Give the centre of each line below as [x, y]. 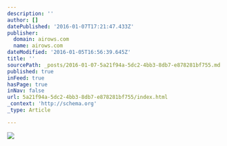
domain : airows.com [41, 39]
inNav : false [26, 91]
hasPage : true [28, 84]
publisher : [23, 33]
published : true [30, 71]
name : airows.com [38, 46]
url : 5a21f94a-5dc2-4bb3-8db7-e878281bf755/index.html [88, 98]
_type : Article [29, 110]
